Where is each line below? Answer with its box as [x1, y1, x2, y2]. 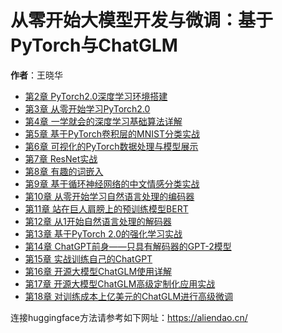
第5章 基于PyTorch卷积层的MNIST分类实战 [24, 127, 200, 140]
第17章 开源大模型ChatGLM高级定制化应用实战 [24, 277, 216, 290]
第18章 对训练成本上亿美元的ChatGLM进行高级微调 [24, 290, 234, 302]
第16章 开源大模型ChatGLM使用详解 [24, 265, 173, 277]
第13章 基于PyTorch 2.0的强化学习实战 [24, 227, 183, 240]
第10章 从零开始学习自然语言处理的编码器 [24, 190, 195, 202]
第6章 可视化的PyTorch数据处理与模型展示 [24, 140, 199, 152]
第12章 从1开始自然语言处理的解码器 [24, 215, 172, 227]
